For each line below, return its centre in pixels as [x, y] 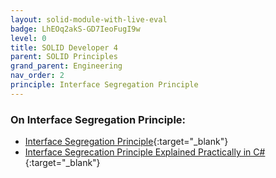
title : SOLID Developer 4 [64, 47]
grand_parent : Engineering [66, 66]
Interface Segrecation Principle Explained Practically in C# [145, 152]
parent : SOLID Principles [64, 57]
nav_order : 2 [37, 76]
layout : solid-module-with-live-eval [89, 19]
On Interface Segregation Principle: [98, 119]
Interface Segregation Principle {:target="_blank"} [126, 142]
